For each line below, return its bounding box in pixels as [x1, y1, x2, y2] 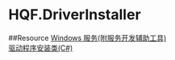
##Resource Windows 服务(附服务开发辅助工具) [8, 33, 167, 42]
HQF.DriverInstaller [8, 6, 141, 24]
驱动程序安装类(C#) [8, 42, 73, 53]
